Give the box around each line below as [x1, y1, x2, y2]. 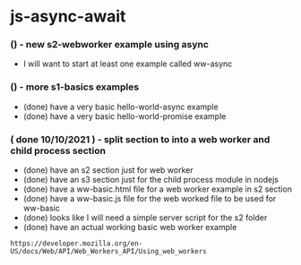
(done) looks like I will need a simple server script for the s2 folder [22, 212, 268, 223]
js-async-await [10, 6, 126, 27]
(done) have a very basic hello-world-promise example [22, 110, 227, 122]
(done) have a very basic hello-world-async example [22, 101, 219, 112]
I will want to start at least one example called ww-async [22, 58, 233, 69]
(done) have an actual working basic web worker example [22, 222, 237, 233]
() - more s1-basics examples [10, 81, 140, 93]
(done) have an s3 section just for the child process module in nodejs [22, 175, 279, 185]
